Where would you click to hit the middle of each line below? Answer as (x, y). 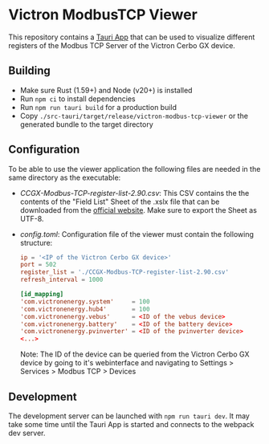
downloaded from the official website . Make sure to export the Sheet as (138, 210)
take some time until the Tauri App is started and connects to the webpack (131, 424)
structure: (36, 242)
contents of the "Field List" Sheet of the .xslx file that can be (120, 202)
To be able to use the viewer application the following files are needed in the (134, 169)
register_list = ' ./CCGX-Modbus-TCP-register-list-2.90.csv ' (124, 272)
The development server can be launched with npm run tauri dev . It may (129, 416)
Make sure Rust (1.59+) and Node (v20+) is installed (106, 90)
